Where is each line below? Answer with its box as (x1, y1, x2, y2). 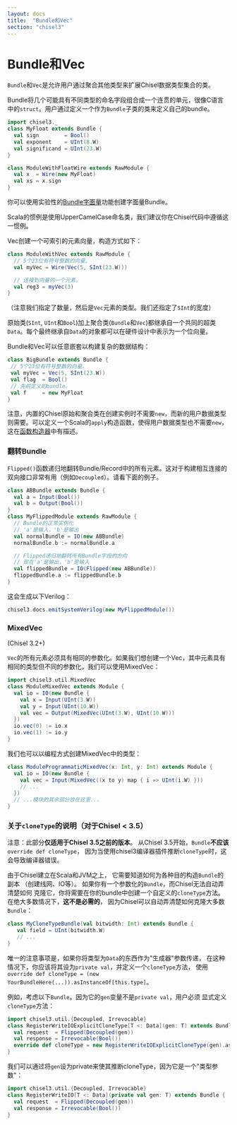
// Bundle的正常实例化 (13, 520, 74, 527)
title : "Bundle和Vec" (7, 17, 73, 24)
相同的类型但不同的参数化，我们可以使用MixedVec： (7, 662, 160, 671)
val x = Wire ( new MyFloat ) (13, 171, 97, 178)
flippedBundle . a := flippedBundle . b (13, 572, 121, 579)
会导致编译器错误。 (7, 856, 63, 864)
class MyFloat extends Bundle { (7, 125, 102, 133)
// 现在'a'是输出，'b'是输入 (13, 559, 90, 566)
